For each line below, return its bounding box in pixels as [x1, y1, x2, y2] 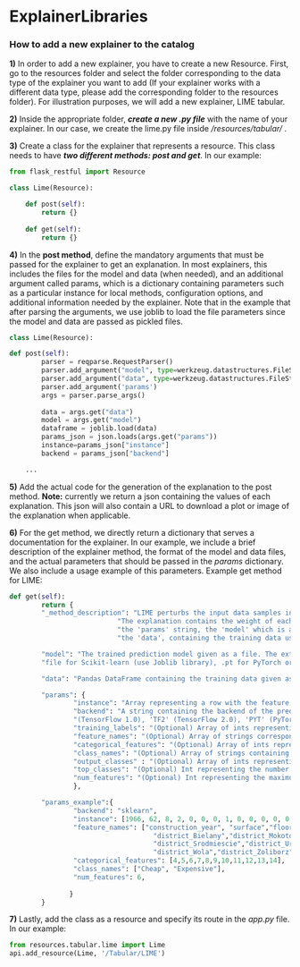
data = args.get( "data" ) [41, 407, 134, 417]
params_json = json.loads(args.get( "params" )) [41, 432, 218, 442]
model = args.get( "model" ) [41, 416, 142, 425]
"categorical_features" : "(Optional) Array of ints [72, 740, 270, 749]
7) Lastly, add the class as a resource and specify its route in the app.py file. [9, 914, 290, 925]
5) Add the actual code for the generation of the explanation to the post [9, 481, 272, 492]
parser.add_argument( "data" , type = [41, 374, 174, 384]
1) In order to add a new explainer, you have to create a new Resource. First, [9, 58, 289, 69]
